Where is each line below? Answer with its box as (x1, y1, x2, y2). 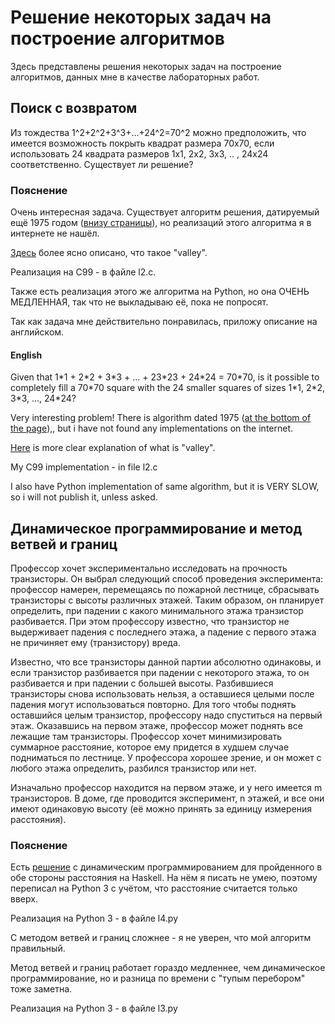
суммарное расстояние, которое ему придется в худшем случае (10, 741, 290, 753)
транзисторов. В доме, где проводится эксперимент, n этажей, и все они (10, 792, 325, 805)
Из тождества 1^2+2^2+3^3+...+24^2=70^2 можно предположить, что (10, 126, 307, 138)
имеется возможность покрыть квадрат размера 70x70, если (10, 137, 275, 149)
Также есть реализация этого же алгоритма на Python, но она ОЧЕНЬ (10, 286, 310, 298)
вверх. (10, 893, 38, 905)
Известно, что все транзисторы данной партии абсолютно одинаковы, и (10, 656, 322, 668)
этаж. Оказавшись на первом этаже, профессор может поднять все (10, 720, 303, 732)
